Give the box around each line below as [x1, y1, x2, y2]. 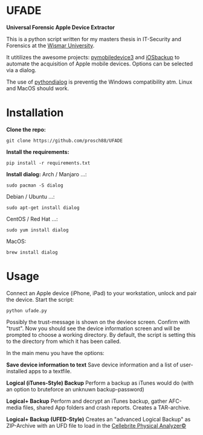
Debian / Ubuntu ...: [6, 193, 55, 200]
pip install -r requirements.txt [6, 160, 91, 166]
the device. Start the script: [6, 296, 74, 303]
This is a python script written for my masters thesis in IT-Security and [6, 35, 181, 42]
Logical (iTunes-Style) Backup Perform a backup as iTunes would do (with [6, 379, 194, 387]
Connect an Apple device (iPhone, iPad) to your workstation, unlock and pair [6, 289, 197, 297]
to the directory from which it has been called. [6, 337, 121, 345]
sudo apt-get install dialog [6, 204, 80, 211]
